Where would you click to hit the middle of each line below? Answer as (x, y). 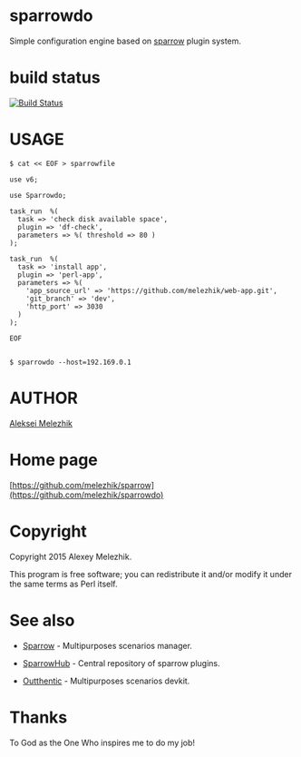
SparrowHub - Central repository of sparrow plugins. (121, 663)
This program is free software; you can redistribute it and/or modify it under (151, 574)
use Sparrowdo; (38, 195)
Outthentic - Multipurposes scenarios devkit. (106, 681)
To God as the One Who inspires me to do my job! (102, 742)
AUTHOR (44, 398)
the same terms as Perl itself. (63, 584)
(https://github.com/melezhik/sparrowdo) (87, 495)
